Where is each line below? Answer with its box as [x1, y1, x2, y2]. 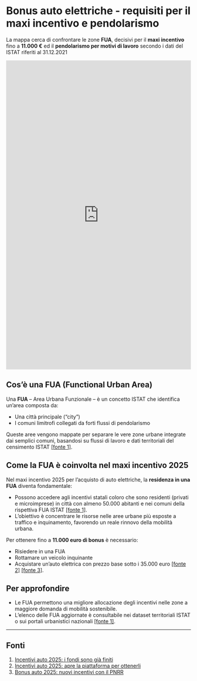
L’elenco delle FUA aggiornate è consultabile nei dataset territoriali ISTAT [14, 612, 191, 619]
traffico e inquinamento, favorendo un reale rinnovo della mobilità [14, 519, 173, 526]
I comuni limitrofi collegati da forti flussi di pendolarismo [14, 419, 151, 426]
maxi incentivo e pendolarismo [6, 16, 159, 30]
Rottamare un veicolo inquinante [14, 554, 93, 561]
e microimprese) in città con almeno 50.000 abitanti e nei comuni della [14, 500, 185, 507]
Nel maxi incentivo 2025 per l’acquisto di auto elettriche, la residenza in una [6, 476, 191, 483]
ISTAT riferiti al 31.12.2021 [6, 48, 67, 55]
